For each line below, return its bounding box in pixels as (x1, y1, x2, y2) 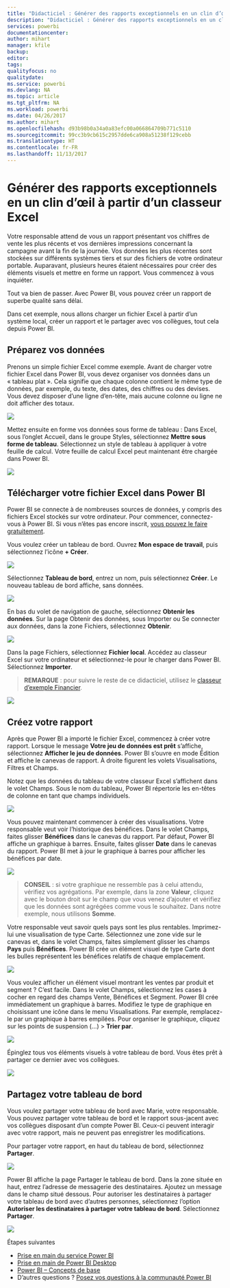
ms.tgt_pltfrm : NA (7, 100, 60, 106)
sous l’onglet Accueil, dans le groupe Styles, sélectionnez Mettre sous (7, 432, 207, 440)
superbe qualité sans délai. (7, 296, 84, 304)
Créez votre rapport (7, 716, 93, 728)
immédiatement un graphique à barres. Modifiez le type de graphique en (7, 1000, 212, 1008)
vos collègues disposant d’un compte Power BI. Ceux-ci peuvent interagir (7, 1121, 214, 1130)
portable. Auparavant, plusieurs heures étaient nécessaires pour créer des (7, 261, 217, 269)
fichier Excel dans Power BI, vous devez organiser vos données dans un (7, 370, 210, 378)
